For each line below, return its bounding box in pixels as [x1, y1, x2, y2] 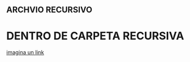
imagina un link [6, 49, 44, 56]
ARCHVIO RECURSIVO [6, 5, 93, 15]
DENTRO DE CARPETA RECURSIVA [6, 29, 185, 43]
